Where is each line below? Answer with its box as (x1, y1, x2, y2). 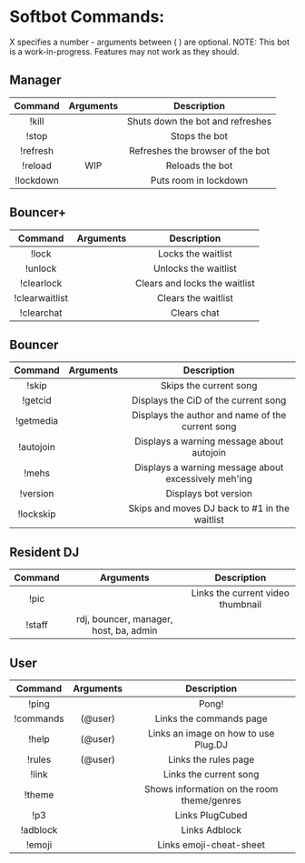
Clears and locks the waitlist (134, 276, 256, 289)
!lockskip (17, 507, 56, 520)
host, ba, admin (92, 625, 158, 637)
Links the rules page (167, 753, 255, 766)
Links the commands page (154, 712, 268, 725)
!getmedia (15, 415, 59, 427)
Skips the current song (160, 379, 258, 392)
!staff (25, 618, 48, 631)
